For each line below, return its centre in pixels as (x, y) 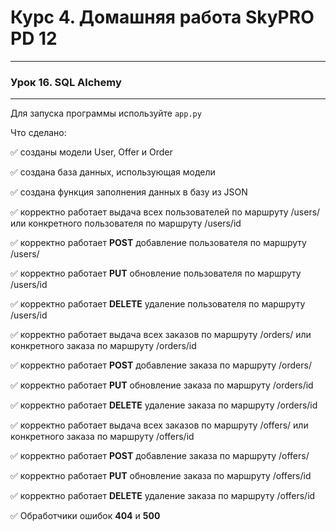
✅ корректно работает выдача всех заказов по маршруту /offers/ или (159, 425)
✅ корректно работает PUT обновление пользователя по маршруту (156, 273)
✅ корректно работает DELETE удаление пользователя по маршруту (158, 304)
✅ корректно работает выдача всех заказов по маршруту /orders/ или (161, 335)
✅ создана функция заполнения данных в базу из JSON (129, 192)
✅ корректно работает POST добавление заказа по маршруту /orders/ (161, 365)
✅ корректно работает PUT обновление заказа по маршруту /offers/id (161, 476)
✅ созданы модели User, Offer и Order (91, 152)
